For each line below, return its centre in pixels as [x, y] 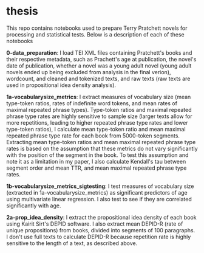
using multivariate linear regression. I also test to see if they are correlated [99, 199]
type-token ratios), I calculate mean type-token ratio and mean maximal [96, 129]
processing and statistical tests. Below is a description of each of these [95, 34]
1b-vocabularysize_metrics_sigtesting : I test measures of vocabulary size [100, 186]
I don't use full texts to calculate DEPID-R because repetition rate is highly [99, 237]
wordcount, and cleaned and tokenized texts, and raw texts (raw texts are [98, 78]
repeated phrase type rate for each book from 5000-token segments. [93, 136]
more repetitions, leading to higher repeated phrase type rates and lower [97, 122]
